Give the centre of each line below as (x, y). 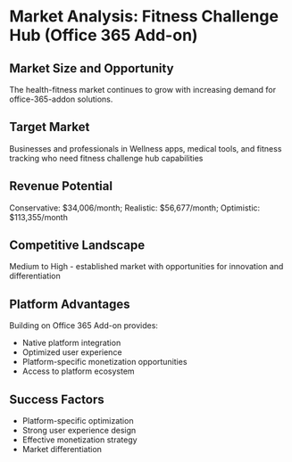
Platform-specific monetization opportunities (104, 362)
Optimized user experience (72, 352)
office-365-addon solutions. (61, 99)
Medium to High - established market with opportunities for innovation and (146, 267)
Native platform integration (71, 343)
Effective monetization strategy (79, 440)
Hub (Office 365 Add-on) (104, 35)
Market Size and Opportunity (92, 68)
